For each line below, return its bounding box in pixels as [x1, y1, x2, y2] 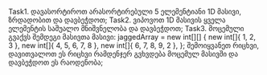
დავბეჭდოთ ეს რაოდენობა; [8, 57, 104, 67]
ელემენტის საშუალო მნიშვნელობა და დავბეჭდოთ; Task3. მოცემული [8, 24, 244, 33]
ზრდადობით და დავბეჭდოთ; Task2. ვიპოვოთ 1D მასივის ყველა [8, 15, 226, 25]
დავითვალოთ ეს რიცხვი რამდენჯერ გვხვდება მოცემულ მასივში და [8, 49, 239, 58]
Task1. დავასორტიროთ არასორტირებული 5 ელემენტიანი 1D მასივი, [8, 7, 242, 16]
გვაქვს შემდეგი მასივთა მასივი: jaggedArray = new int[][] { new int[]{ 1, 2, [8, 32, 256, 41]
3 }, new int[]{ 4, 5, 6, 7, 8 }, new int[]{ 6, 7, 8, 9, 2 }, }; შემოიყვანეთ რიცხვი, [8, 41, 260, 50]
